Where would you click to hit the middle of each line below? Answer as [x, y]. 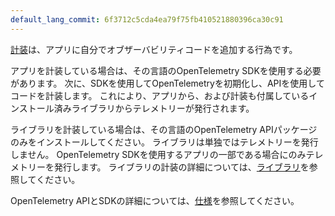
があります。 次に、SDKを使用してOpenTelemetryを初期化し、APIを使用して [167, 83]
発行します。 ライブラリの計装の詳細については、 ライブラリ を [181, 167]
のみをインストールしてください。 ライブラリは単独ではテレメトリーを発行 [164, 142]
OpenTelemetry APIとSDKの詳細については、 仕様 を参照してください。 [155, 200]
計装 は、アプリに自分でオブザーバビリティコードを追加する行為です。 [154, 49]
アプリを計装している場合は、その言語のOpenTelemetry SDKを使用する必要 [166, 70]
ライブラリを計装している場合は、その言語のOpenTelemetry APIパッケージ [164, 129]
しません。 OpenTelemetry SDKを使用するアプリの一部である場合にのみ [158, 154]
